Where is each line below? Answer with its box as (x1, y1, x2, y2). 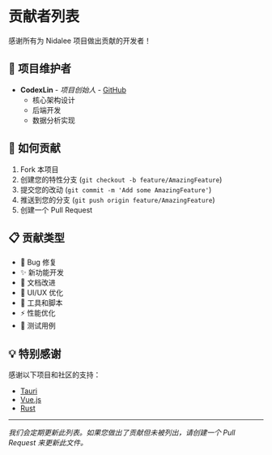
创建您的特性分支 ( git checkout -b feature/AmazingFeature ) (19, 174, 223, 184)
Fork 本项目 (19, 164, 59, 174)
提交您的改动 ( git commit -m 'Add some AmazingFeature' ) (19, 184, 212, 195)
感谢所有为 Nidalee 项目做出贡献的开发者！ (8, 36, 151, 45)
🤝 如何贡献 (8, 141, 61, 155)
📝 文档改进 (19, 277, 56, 288)
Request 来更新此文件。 (8, 438, 87, 448)
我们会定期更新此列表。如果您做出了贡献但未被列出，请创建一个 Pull (8, 427, 236, 438)
